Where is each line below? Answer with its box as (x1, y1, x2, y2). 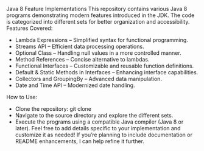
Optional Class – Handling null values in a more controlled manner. (15, 49, 181, 57)
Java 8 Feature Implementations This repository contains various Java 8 (6, 5, 188, 12)
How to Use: (6, 94, 38, 100)
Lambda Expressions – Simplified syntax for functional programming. (15, 37, 189, 43)
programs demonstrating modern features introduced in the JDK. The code (6, 12, 195, 19)
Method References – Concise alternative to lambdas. (15, 56, 150, 63)
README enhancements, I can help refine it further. (15, 138, 145, 145)
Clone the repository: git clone (15, 105, 91, 112)
